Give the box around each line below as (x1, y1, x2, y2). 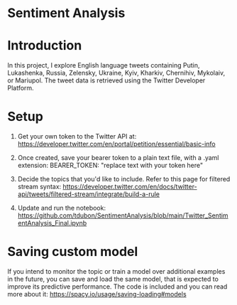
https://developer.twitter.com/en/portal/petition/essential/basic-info (17, 140, 216, 149)
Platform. (7, 84, 34, 92)
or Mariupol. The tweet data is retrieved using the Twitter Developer (7, 76, 206, 85)
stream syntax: (17, 183, 62, 191)
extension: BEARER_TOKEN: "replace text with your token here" (17, 161, 204, 170)
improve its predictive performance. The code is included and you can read (7, 282, 228, 291)
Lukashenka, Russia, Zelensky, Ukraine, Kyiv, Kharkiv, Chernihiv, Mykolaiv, (7, 69, 226, 77)
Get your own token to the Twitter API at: (17, 132, 137, 141)
